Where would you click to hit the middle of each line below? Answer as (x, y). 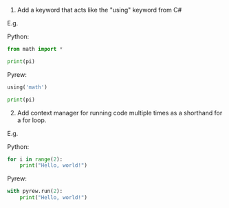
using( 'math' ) (28, 87)
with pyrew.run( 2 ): (35, 192)
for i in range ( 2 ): (35, 159)
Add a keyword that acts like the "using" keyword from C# (99, 10)
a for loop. (32, 120)
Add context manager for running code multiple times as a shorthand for (120, 113)
